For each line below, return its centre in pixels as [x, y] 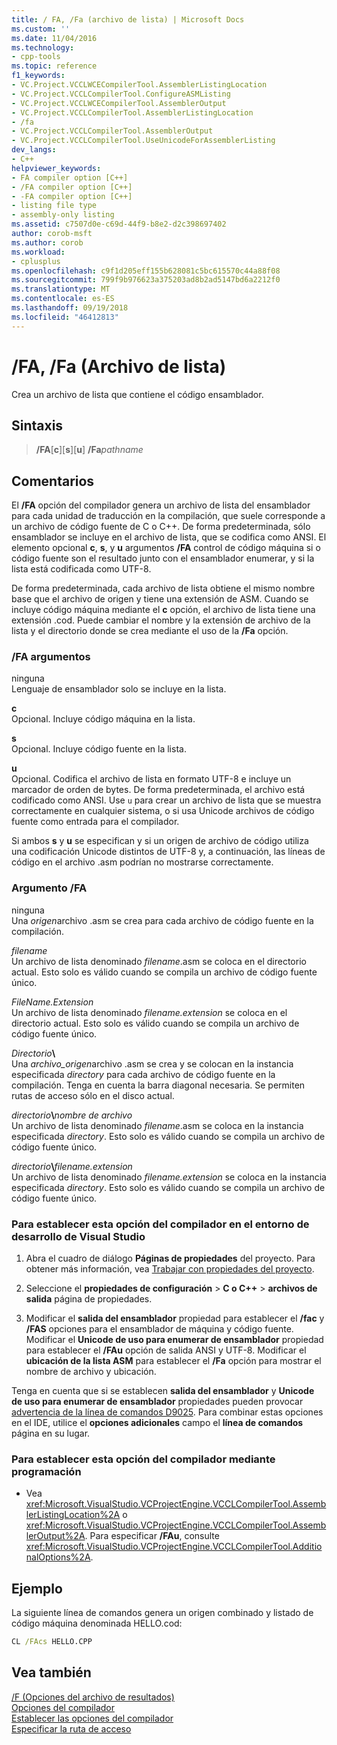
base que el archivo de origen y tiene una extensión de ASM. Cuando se [160, 599]
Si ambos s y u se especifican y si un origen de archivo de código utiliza [160, 841]
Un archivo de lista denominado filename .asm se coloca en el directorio [159, 961]
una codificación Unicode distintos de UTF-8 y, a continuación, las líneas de [168, 852]
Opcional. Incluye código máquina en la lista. [103, 719]
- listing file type [54, 206]
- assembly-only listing [63, 215]
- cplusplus [36, 261]
